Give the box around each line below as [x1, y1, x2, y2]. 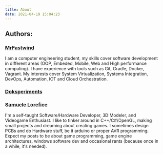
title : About [5, 7, 32, 12]
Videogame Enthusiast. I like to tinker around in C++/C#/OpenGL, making [5, 117, 152, 123]
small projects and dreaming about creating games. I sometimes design [5, 123, 149, 129]
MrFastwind [5, 44, 35, 51]
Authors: [5, 30, 33, 38]
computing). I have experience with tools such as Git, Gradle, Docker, [5, 66, 144, 72]
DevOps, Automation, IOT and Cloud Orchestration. [5, 76, 108, 82]
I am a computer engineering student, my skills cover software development [5, 56, 158, 61]
